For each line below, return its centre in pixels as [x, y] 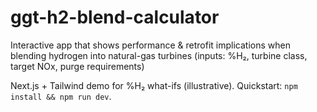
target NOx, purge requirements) [77, 66]
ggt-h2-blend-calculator [115, 17]
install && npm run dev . [61, 96]
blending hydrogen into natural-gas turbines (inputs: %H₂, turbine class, [159, 55]
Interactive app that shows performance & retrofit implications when [150, 45]
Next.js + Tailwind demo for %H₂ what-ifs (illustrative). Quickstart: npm [154, 85]
